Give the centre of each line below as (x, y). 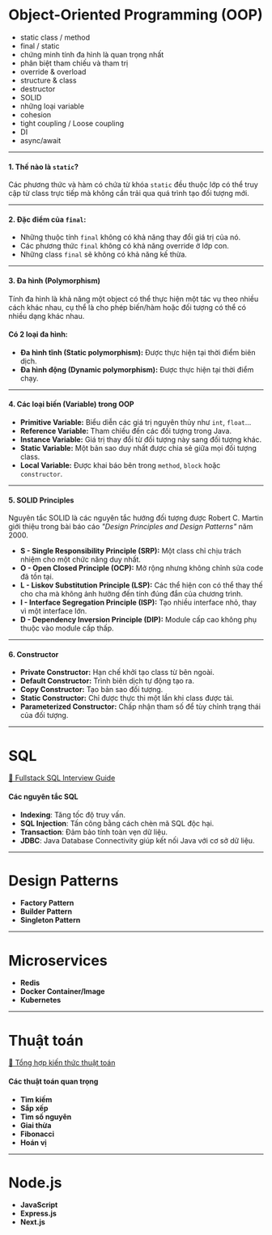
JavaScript (39, 1205)
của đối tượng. (44, 715)
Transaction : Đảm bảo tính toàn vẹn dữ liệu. (94, 832)
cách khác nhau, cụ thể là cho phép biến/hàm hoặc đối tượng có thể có (127, 307)
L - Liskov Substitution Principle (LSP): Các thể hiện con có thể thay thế (141, 585)
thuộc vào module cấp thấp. (67, 628)
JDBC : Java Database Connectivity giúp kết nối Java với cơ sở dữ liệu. (137, 840)
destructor (38, 89)
